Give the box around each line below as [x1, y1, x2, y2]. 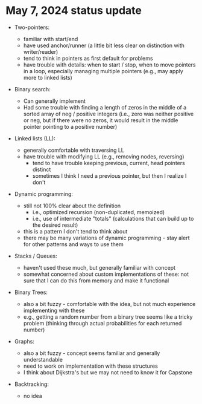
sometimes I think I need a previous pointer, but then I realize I [32, 172, 187, 179]
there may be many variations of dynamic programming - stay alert [23, 234, 190, 241]
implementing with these [23, 307, 85, 314]
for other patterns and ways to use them [23, 240, 124, 248]
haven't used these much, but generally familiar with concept [23, 264, 176, 271]
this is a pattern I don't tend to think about [23, 227, 128, 235]
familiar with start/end [23, 35, 78, 42]
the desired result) [32, 221, 78, 229]
